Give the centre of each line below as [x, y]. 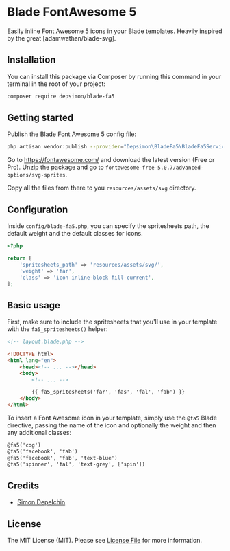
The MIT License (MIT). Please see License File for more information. [104, 541]
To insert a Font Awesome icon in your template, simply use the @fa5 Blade [112, 418]
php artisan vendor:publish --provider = [66, 147]
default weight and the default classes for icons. [75, 234]
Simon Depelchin [41, 502]
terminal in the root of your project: [56, 84]
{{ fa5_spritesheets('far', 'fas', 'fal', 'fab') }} [108, 392]
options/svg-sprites [37, 175]
